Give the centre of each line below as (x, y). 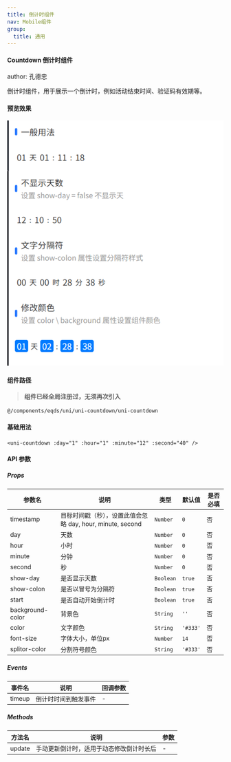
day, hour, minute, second (105, 524)
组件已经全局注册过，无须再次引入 (72, 396)
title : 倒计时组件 (31, 14)
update (20, 748)
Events (17, 667)
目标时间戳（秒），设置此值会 (101, 515)
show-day (25, 578)
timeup (20, 699)
